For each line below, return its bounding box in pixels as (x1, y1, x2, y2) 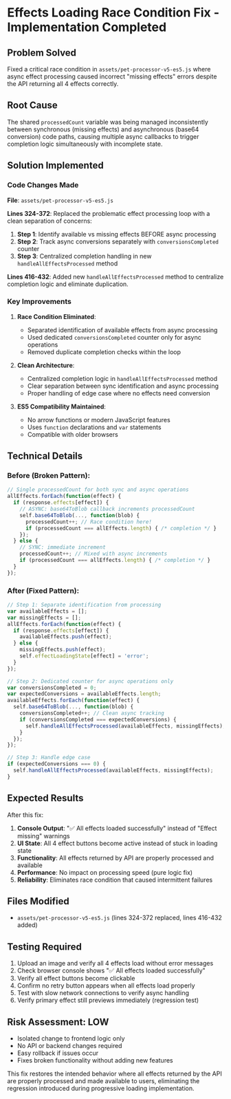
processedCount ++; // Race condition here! (25, 518, 153, 525)
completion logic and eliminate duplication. (7, 280, 129, 288)
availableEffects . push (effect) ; (19, 633, 112, 640)
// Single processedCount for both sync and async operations (7, 486, 189, 493)
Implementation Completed (7, 19, 167, 35)
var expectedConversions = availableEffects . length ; (7, 690, 162, 697)
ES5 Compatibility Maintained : (16, 402, 107, 411)
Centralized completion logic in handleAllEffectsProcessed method (27, 374, 218, 382)
